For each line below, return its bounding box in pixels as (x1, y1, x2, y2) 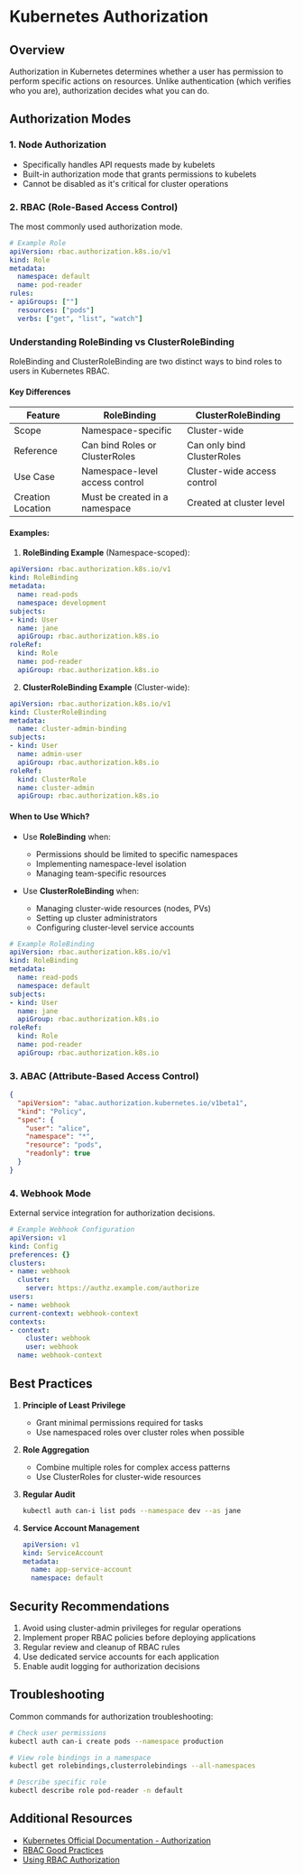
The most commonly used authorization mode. (9, 221, 183, 232)
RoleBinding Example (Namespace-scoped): (22, 548, 190, 559)
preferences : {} (9, 1250, 70, 1260)
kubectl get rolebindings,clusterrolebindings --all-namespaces (9, 1761, 256, 1770)
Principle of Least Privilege (22, 1399, 126, 1410)
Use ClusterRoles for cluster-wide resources (35, 1471, 201, 1482)
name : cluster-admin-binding (17, 725, 127, 734)
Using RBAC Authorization (22, 1854, 120, 1865)
